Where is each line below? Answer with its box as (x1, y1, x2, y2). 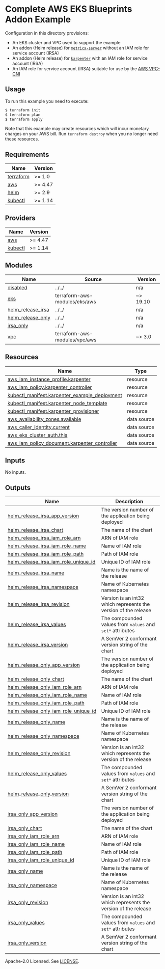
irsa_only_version (7, 940, 47, 946)
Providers (5, 214, 36, 222)
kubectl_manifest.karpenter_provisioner (7, 407, 99, 414)
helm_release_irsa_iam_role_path (7, 551, 84, 558)
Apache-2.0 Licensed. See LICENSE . (5, 958, 80, 964)
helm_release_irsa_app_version (7, 512, 80, 519)
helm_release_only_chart (7, 676, 65, 683)
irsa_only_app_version (7, 811, 58, 818)
